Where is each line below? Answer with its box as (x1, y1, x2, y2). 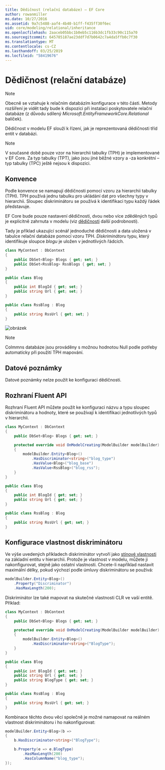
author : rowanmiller (5, 12, 48, 17)
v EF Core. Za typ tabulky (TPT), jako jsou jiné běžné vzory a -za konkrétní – (5, 155, 160, 161)
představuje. (5, 203, 31, 210)
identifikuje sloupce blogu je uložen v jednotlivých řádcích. (5, 238, 124, 244)
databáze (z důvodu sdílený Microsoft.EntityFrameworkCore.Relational (5, 111, 149, 116)
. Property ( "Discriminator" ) (14, 581, 71, 586)
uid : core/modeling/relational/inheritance (5, 26, 96, 31)
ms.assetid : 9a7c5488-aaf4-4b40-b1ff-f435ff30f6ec (5, 21, 111, 26)
